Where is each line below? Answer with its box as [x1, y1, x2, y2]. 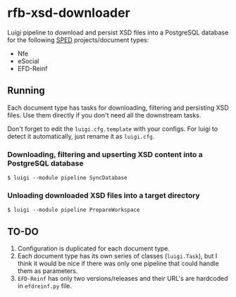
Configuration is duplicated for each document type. [17, 244, 170, 253]
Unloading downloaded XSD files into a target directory [7, 190, 201, 200]
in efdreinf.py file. [17, 282, 73, 290]
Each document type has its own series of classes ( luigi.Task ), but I [17, 252, 218, 260]
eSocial [17, 56, 39, 65]
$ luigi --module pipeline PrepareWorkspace [7, 206, 140, 214]
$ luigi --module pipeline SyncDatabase [7, 175, 128, 182]
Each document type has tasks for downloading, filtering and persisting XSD [7, 103, 229, 112]
